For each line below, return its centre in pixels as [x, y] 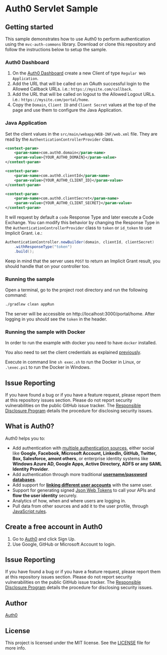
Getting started [29, 27]
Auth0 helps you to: [25, 438]
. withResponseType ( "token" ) [43, 246]
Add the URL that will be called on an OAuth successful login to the [81, 84]
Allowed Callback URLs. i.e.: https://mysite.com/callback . [72, 89]
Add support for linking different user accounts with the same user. [82, 485]
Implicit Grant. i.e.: [24, 233]
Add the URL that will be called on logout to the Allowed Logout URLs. [84, 94]
